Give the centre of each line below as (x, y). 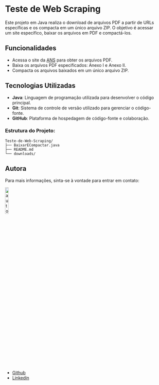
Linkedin (21, 378)
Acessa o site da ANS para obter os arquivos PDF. (62, 60)
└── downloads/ (20, 154)
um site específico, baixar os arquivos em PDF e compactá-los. (69, 33)
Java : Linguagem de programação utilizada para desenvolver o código (83, 97)
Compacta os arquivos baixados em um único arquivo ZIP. (70, 70)
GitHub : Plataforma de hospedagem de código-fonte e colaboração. (81, 118)
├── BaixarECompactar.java (32, 145)
